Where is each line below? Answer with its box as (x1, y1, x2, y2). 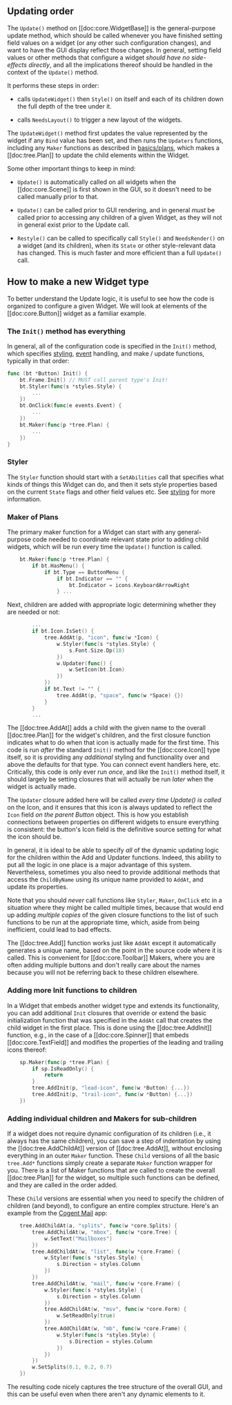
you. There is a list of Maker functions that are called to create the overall (7, 1166, 215, 1175)
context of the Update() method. (7, 68, 99, 76)
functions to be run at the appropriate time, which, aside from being (7, 918, 200, 927)
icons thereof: (7, 1045, 47, 1054)
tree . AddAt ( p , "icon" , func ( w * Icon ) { (43, 634, 159, 642)
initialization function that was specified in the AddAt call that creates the (7, 1016, 213, 1024)
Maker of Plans (7, 512, 59, 521)
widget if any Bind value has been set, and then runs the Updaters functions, (7, 136, 224, 145)
